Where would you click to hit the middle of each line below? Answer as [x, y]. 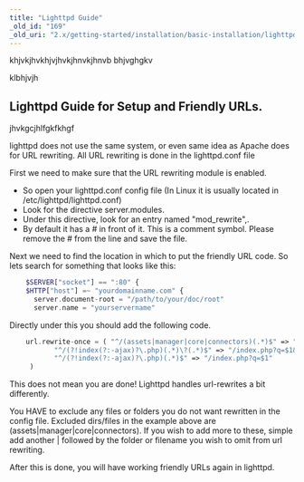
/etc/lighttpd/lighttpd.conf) [72, 200]
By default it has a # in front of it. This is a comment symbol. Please [148, 229]
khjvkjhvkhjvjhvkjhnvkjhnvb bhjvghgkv [81, 61]
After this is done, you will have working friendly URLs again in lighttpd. [142, 468]
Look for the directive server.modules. [93, 210]
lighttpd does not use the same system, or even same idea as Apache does [149, 146]
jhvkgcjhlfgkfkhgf [42, 129]
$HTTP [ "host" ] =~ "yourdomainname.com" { [104, 291]
